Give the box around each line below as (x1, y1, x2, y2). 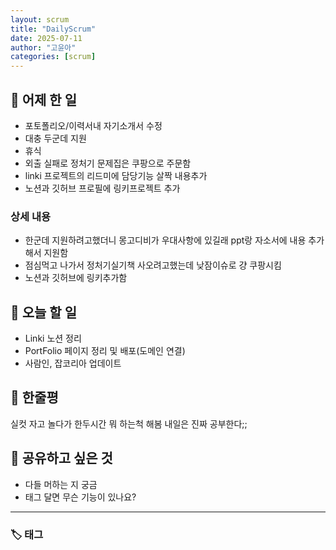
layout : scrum (10, 14, 70, 25)
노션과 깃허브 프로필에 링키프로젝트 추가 (24, 182, 181, 194)
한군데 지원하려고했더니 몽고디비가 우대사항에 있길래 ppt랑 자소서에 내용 (24, 234, 307, 246)
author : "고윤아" (10, 42, 77, 53)
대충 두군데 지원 (24, 132, 87, 144)
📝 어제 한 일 (10, 91, 77, 108)
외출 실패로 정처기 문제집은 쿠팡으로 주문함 (24, 157, 192, 169)
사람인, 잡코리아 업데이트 (24, 357, 122, 370)
